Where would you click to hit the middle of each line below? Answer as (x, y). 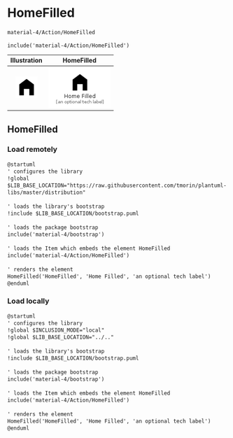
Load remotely (33, 149)
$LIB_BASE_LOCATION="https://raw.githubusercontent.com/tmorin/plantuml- (117, 185)
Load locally (28, 301)
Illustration (27, 60)
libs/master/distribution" (47, 192)
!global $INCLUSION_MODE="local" (56, 330)
